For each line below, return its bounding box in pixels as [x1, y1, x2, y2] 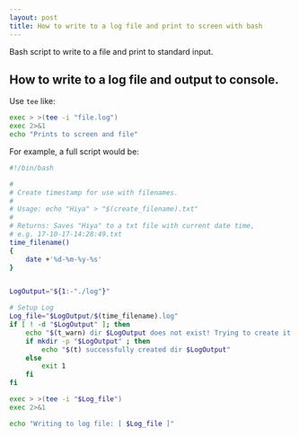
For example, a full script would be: [9, 145, 139, 157]
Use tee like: [9, 96, 56, 107]
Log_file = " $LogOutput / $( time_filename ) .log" [9, 311, 179, 321]
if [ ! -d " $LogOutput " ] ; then [9, 320, 130, 329]
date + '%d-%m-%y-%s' [25, 255, 102, 264]
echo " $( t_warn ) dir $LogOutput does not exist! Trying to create [25, 328, 279, 337]
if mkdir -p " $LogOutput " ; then [25, 336, 151, 345]
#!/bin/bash [9, 163, 54, 172]
